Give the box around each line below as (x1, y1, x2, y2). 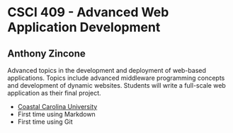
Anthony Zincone (7, 47, 86, 59)
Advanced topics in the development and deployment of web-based (7, 66, 207, 74)
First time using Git (17, 117, 73, 126)
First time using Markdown (17, 110, 96, 118)
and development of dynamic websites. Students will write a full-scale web (7, 81, 227, 89)
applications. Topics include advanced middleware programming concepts (7, 74, 225, 82)
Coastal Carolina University (17, 103, 98, 110)
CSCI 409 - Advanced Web (7, 4, 169, 21)
